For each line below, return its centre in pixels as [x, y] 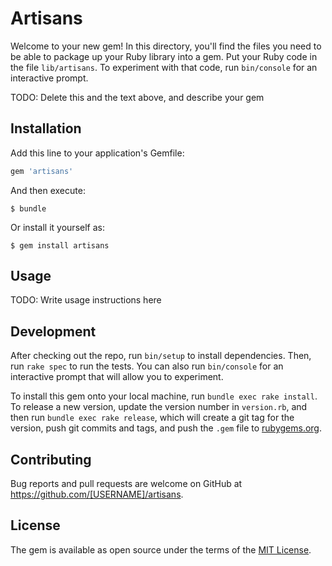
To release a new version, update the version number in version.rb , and [159, 407]
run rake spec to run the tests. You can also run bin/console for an [147, 366]
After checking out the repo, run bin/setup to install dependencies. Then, [161, 356]
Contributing [51, 459]
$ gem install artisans [60, 245]
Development [53, 331]
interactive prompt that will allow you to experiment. [117, 377]
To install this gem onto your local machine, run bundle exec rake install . [164, 396]
